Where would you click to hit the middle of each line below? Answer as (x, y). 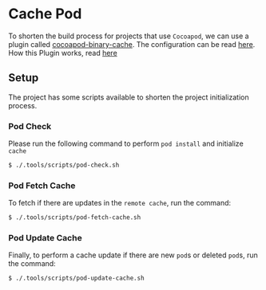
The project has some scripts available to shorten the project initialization (129, 97)
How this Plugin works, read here (63, 53)
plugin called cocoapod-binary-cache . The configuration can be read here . (132, 44)
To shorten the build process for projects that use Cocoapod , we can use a (129, 36)
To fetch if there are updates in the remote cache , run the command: (120, 203)
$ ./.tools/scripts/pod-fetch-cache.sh (75, 217)
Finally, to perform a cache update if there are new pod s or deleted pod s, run (133, 255)
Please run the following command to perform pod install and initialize (126, 143)
